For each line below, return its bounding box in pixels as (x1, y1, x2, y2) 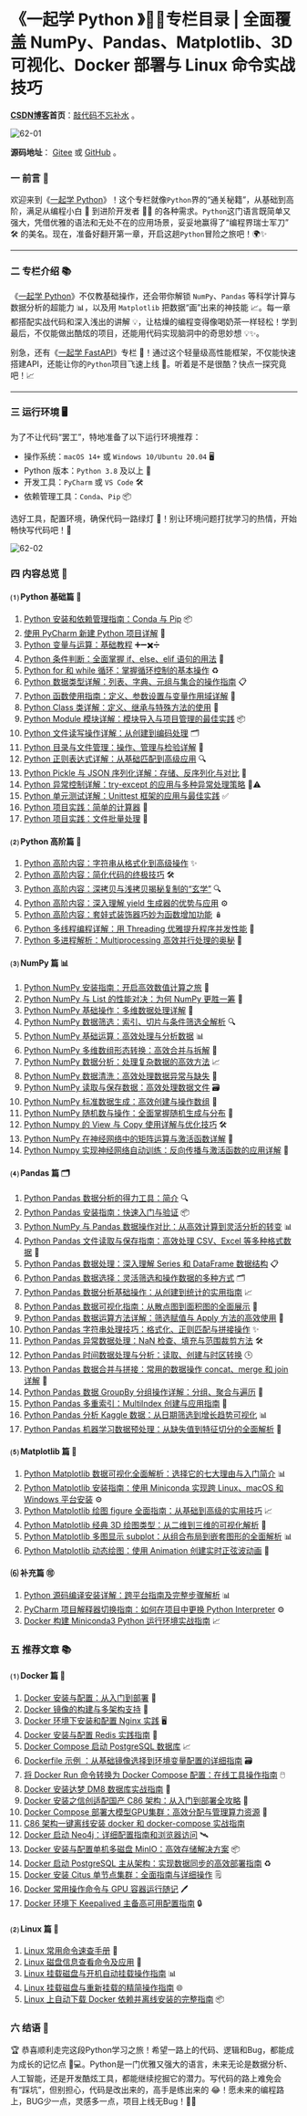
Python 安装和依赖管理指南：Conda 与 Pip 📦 (23, 613, 193, 624)
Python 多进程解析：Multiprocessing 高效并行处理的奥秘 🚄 (23, 935, 243, 946)
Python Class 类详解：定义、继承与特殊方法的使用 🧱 (23, 701, 220, 713)
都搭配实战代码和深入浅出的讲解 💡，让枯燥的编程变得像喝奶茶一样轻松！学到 (10, 316, 298, 327)
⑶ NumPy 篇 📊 (10, 957, 69, 969)
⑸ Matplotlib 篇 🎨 (10, 1446, 77, 1457)
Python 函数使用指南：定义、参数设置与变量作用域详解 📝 (23, 690, 236, 701)
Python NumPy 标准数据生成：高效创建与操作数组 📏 (23, 1096, 218, 1107)
